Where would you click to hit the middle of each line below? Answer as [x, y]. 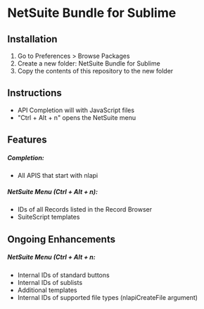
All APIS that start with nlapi [58, 176]
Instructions [34, 93]
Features [27, 140]
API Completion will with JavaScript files [76, 110]
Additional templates [47, 290]
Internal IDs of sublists [50, 282]
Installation [32, 39]
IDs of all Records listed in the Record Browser [85, 210]
